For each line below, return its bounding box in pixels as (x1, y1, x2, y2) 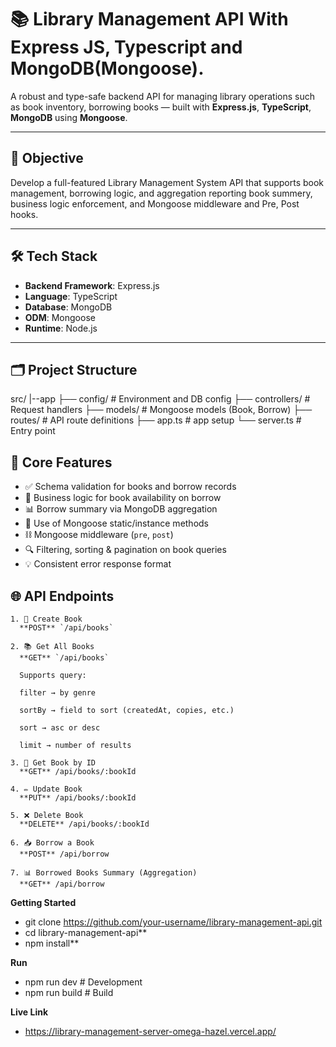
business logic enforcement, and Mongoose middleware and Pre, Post (10, 197, 300, 210)
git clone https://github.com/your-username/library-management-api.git (24, 916, 323, 928)
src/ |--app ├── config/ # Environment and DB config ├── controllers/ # (10, 393, 311, 405)
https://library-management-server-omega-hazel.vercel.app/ (24, 1026, 277, 1037)
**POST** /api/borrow (19, 849, 110, 859)
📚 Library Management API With (10, 8, 289, 31)
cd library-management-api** (24, 927, 148, 938)
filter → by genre (19, 688, 97, 698)
